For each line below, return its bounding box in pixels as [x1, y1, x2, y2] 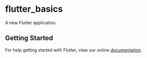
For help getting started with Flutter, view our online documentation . [5, 47, 142, 53]
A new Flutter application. [5, 20, 57, 26]
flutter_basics [5, 3, 63, 15]
